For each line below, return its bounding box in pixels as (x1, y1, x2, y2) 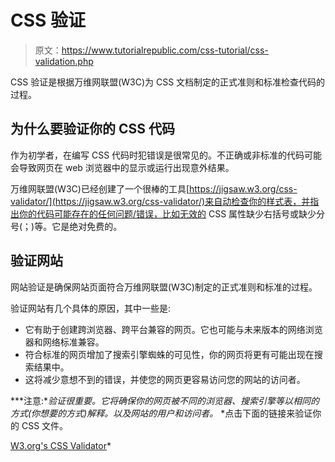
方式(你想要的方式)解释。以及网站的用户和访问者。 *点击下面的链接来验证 (10, 407, 313, 419)
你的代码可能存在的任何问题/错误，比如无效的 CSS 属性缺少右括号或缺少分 (18, 207, 326, 220)
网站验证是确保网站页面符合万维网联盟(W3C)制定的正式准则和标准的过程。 (10, 281, 318, 293)
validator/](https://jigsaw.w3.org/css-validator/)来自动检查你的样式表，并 (10, 195, 311, 207)
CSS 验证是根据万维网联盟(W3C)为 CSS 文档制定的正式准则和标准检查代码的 (10, 76, 326, 88)
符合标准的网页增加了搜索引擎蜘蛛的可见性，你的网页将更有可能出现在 (24, 348, 315, 360)
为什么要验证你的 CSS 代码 (10, 121, 175, 138)
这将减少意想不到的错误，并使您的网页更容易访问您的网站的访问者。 (24, 373, 306, 385)
